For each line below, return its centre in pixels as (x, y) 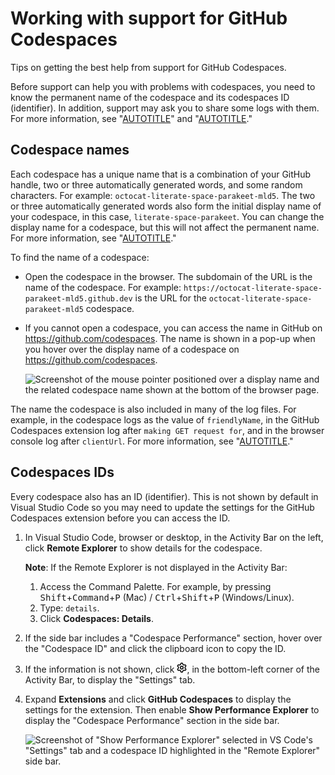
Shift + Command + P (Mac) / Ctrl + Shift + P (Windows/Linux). (167, 597)
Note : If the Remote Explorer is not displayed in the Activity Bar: (156, 567)
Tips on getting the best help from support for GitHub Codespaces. (148, 67)
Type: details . (69, 608)
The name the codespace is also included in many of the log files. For (153, 409)
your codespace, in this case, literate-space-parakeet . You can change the (167, 216)
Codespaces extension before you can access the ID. (120, 518)
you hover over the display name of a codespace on (132, 349)
